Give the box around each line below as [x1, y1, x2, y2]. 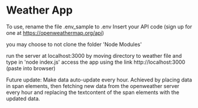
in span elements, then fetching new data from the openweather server [6, 82, 180, 89]
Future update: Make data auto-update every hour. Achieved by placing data [6, 76, 192, 83]
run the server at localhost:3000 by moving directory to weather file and [6, 52, 182, 59]
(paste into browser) [6, 64, 56, 71]
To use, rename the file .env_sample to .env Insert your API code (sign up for [6, 23, 192, 30]
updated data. [6, 95, 40, 102]
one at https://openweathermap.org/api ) [6, 29, 105, 36]
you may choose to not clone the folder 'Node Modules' [6, 41, 142, 48]
